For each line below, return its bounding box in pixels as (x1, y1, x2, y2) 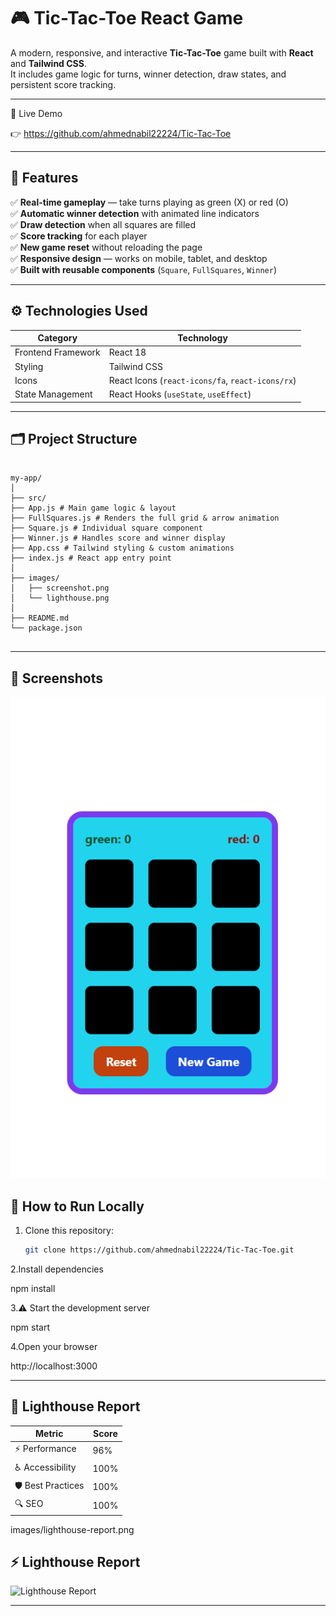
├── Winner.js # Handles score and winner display (10, 533, 226, 544)
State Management (14, 388, 93, 400)
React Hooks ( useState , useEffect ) (108, 388, 252, 400)
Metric (35, 1428, 64, 1440)
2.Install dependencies (10, 1263, 104, 1275)
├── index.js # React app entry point (10, 553, 172, 564)
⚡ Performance (14, 1443, 77, 1455)
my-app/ (10, 473, 43, 484)
